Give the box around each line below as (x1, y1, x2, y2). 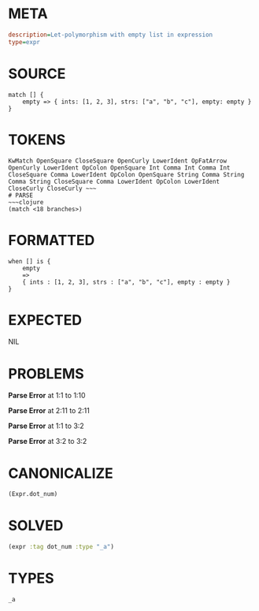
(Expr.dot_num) (8, 490, 58, 498)
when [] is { (8, 257, 51, 265)
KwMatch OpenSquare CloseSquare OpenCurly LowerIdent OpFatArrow (8, 157, 227, 165)
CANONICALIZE (8, 464, 114, 482)
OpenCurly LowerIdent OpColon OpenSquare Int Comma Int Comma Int (8, 163, 231, 172)
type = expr (8, 38, 41, 46)
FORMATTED (8, 231, 95, 249)
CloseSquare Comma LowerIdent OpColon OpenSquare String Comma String (8, 170, 245, 178)
